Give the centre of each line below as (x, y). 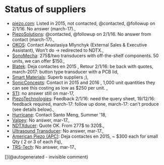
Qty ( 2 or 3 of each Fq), (37, 141)
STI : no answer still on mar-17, (43, 93)
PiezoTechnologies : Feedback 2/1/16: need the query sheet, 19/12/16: (84, 98)
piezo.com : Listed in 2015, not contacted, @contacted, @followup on (84, 23)
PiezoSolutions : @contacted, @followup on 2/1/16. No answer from (81, 34)
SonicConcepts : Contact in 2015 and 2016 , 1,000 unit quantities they (84, 82)
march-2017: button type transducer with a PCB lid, (65, 71)
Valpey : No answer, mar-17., (41, 120)
